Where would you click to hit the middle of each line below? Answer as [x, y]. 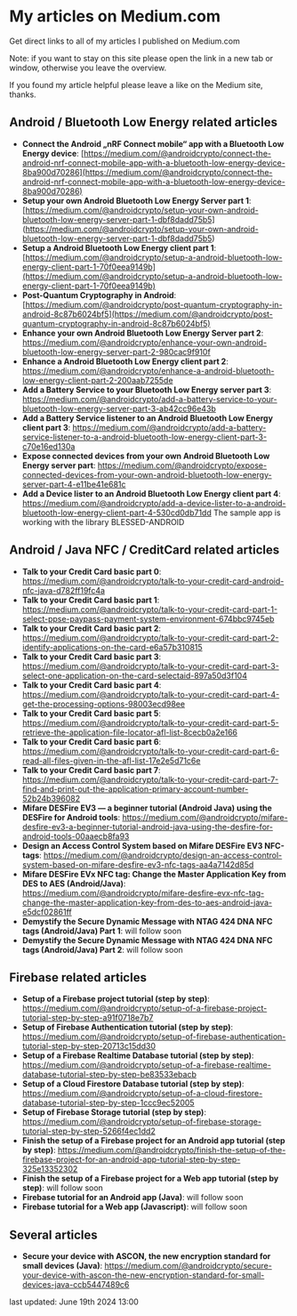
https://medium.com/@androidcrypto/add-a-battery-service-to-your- [149, 399]
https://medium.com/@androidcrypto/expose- [182, 465]
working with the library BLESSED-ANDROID [103, 521]
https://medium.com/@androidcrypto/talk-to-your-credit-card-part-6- [151, 751]
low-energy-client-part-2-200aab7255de [97, 380]
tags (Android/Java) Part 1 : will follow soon [102, 931]
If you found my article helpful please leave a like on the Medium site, [136, 85]
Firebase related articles [78, 977]
